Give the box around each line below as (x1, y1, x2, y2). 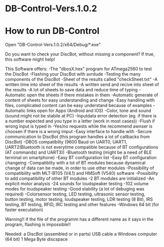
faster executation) (5, 207, 43, 213)
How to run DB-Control (5, 26, 99, 37)
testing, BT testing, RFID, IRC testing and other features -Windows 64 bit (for (5, 202, 160, 208)
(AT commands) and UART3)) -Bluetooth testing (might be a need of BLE (5, 149, 152, 155)
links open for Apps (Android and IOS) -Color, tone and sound (26, 108, 151, 113)
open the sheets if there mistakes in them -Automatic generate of (26, 92, 158, 98)
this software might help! (5, 56, 55, 62)
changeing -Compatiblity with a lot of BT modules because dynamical (5, 160, 146, 166)
